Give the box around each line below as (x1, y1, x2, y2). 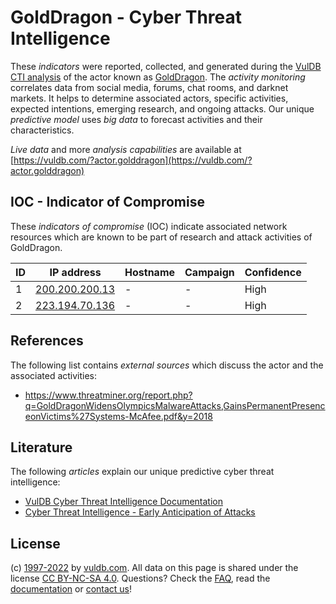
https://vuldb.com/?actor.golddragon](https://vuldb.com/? (13, 154, 253, 166)
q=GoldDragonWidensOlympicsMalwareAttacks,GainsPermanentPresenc (24, 399, 326, 411)
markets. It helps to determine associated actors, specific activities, (10, 92, 289, 104)
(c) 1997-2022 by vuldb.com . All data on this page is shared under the (10, 562, 299, 574)
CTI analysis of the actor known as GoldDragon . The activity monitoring (10, 71, 306, 83)
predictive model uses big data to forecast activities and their (10, 113, 263, 125)
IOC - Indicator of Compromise (10, 194, 205, 211)
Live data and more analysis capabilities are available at (10, 143, 242, 155)
